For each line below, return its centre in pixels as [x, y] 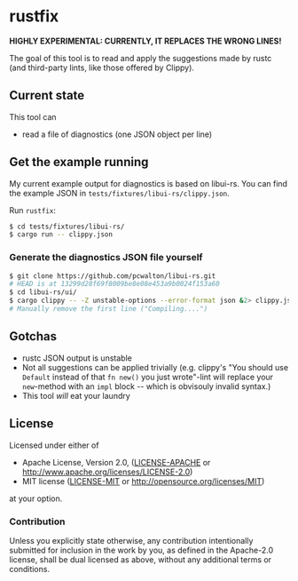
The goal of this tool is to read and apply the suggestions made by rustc [141, 58]
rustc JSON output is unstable [77, 358]
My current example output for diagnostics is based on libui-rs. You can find [149, 183]
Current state [47, 96]
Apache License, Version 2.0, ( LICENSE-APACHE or [116, 462]
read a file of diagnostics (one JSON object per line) [117, 134]
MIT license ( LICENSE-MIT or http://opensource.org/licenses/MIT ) [143, 481]
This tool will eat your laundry [76, 395]
